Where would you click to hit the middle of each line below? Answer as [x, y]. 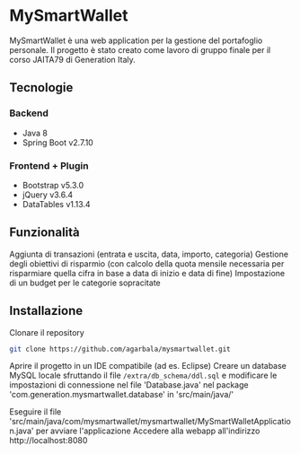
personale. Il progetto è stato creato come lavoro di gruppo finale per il [140, 49]
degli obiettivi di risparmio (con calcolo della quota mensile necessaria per [147, 263]
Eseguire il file [35, 412]
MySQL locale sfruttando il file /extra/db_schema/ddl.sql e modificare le [143, 375]
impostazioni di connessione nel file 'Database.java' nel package [129, 385]
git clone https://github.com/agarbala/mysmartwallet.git [120, 349]
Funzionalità [44, 233]
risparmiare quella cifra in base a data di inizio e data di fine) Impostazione [147, 273]
